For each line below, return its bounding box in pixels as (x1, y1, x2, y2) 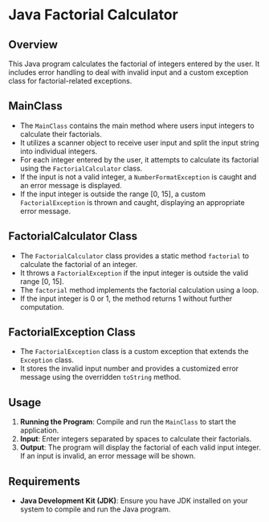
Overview (8, 38, 59, 51)
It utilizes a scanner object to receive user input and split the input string (19, 138, 259, 147)
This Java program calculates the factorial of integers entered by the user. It (8, 59, 260, 68)
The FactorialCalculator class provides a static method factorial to (19, 251, 250, 261)
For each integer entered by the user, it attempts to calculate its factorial (19, 154, 259, 164)
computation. (19, 302, 64, 311)
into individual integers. (19, 146, 98, 156)
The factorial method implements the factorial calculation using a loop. (19, 285, 259, 294)
